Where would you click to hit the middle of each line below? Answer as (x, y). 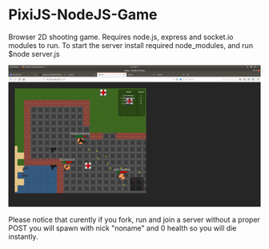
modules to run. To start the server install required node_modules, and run (131, 45)
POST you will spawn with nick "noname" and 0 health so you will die (122, 228)
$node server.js (34, 54)
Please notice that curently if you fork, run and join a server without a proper (134, 220)
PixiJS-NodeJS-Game (83, 15)
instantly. (23, 237)
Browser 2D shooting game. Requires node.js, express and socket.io (121, 37)
